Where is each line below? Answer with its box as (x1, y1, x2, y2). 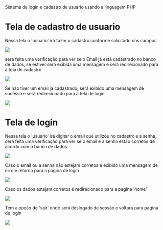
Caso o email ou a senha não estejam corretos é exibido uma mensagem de (5, 162, 158, 168)
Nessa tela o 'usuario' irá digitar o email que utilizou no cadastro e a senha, (5, 133, 157, 139)
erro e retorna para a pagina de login (5, 167, 79, 173)
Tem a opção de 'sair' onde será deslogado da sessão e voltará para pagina (5, 204, 159, 210)
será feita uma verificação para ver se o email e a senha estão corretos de (5, 138, 155, 144)
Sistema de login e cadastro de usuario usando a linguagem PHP (5, 4, 136, 10)
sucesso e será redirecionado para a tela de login (5, 90, 105, 96)
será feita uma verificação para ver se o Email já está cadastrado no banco (5, 56, 156, 62)
